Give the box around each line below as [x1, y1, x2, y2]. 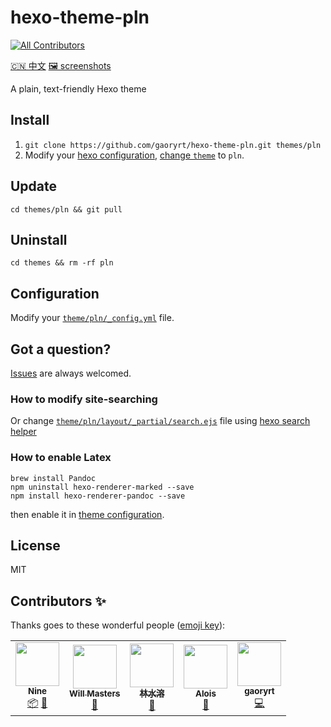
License [10, 537, 61, 554]
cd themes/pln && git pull [10, 204, 123, 215]
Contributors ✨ [10, 592, 107, 610]
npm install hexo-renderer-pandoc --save [10, 491, 186, 501]
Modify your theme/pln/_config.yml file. [10, 312, 175, 324]
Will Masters [69, 687, 121, 699]
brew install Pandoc [10, 473, 97, 483]
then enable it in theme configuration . [10, 508, 165, 520]
